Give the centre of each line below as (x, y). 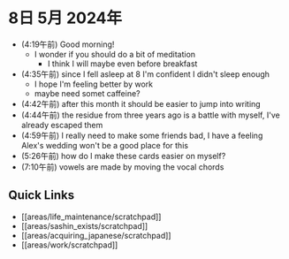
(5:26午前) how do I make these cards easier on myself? (123, 156)
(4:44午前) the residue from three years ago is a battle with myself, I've (150, 115)
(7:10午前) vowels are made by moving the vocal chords (122, 167)
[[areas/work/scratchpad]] (69, 245)
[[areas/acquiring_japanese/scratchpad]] (96, 235)
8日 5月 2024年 (65, 18)
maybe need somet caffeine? (87, 93)
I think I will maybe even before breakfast (122, 64)
